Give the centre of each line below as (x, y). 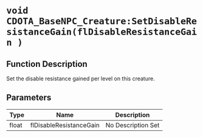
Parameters (29, 98)
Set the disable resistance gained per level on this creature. (81, 79)
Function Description (47, 64)
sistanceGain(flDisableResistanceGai (102, 32)
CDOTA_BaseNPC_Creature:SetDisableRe (102, 22)
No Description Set (132, 125)
